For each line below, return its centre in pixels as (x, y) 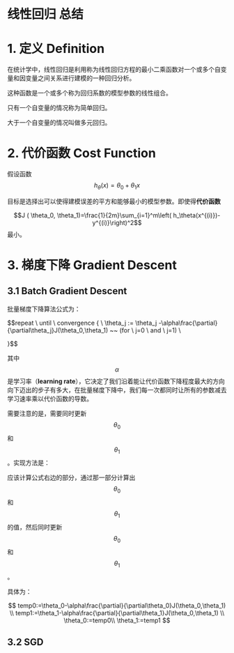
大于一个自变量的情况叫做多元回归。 (59, 123)
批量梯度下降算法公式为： (44, 309)
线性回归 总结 (45, 14)
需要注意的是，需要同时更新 (47, 413)
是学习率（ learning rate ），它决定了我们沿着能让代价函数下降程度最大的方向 (116, 381)
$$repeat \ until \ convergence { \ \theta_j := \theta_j (82, 323)
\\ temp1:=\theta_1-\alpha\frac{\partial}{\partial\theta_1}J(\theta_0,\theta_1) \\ (117, 613)
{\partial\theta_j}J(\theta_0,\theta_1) (58, 330)
